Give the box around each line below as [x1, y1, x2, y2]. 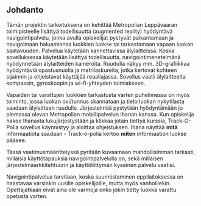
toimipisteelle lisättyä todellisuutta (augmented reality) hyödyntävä [6, 27, 173, 35]
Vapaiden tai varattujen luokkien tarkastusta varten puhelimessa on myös [6, 91, 190, 98]
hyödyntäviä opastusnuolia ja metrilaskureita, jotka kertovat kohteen [6, 66, 177, 74]
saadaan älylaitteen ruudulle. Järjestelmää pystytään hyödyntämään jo [6, 104, 183, 112]
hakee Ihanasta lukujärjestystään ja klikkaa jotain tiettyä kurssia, [6, 117, 167, 124]
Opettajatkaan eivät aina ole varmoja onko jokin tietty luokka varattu [6, 186, 177, 193]
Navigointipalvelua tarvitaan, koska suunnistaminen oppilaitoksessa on [6, 173, 184, 180]
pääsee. [6, 137, 27, 144]
